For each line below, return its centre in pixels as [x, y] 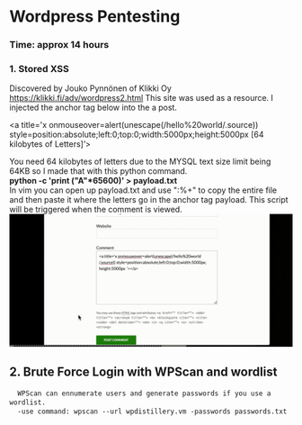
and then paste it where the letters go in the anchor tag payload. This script [149, 200]
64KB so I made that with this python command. [98, 171]
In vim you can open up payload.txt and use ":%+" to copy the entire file [143, 190]
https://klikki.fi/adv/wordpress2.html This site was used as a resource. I [142, 98]
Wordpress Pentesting [95, 17]
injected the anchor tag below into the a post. [93, 108]
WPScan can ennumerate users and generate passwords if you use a [144, 393]
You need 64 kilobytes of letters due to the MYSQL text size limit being [140, 162]
